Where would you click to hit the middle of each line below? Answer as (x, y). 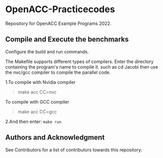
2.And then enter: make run (33, 121)
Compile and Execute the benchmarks (67, 39)
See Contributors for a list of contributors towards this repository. (74, 150)
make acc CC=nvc (37, 92)
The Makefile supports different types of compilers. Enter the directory (79, 61)
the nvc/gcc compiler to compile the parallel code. (58, 72)
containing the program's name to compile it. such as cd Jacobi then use (82, 67)
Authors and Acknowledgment (55, 137)
